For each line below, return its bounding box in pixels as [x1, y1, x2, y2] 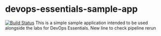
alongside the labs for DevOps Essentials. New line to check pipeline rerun [5, 25, 156, 31]
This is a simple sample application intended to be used [35, 20, 148, 26]
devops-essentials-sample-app [5, 3, 138, 15]
